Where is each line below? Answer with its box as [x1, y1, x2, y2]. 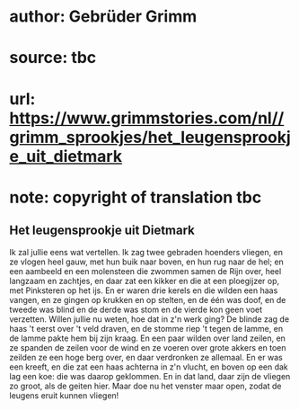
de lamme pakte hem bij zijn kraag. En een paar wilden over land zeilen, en [9, 333, 286, 343]
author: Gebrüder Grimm [9, 6, 198, 27]
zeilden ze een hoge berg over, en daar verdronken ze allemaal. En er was [9, 352, 283, 362]
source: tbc [9, 48, 97, 68]
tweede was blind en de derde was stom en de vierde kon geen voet [9, 304, 263, 315]
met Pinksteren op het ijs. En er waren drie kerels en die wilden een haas [9, 285, 278, 296]
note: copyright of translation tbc [9, 187, 262, 208]
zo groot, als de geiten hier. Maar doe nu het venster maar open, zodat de [9, 380, 282, 391]
